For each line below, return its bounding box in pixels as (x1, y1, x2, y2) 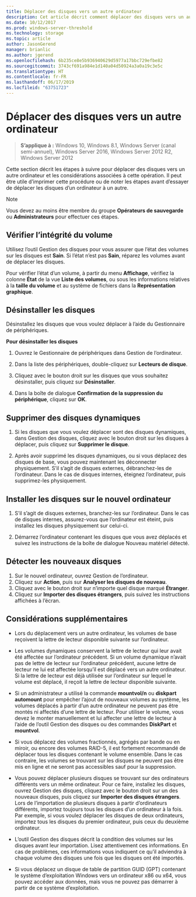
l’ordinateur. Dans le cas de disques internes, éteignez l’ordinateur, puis (14, 471, 186, 478)
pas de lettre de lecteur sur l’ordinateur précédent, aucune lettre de (14, 659, 177, 666)
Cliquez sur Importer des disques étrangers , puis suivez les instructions (14, 591, 190, 598)
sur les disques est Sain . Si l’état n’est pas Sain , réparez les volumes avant (6, 252, 185, 259)
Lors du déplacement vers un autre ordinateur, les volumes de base (14, 629, 177, 636)
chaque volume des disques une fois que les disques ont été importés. (14, 854, 185, 861)
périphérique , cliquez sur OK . (14, 396, 87, 403)
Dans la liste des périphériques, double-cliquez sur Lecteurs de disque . (14, 361, 188, 368)
